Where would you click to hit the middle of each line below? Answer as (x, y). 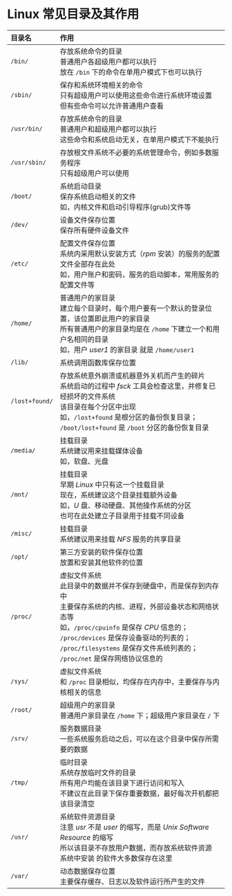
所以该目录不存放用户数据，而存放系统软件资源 (136, 848)
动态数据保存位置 (88, 871)
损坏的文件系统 (91, 396)
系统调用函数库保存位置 (98, 363)
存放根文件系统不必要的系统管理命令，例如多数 (136, 152)
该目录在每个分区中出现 (98, 407)
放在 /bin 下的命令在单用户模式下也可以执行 (131, 72)
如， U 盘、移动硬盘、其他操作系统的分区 (126, 505)
